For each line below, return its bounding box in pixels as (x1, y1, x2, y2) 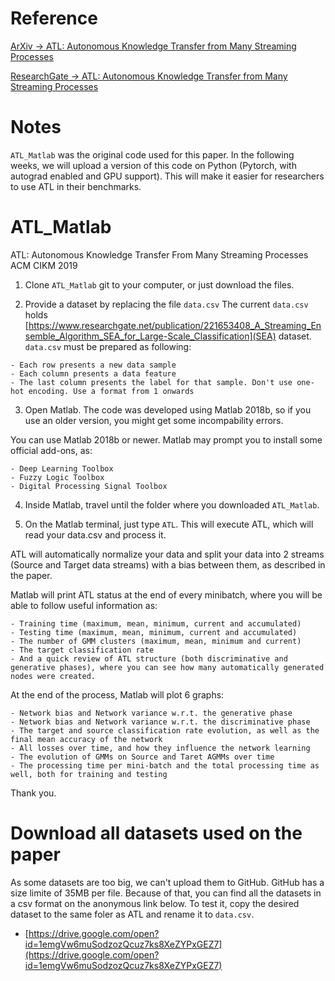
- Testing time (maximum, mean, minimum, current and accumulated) (10, 627, 298, 637)
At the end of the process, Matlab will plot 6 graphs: (10, 688, 225, 701)
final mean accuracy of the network (10, 734, 163, 744)
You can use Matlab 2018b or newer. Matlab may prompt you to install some (10, 433, 323, 446)
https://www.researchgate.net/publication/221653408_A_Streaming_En (28, 319, 322, 331)
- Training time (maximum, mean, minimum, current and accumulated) (10, 618, 302, 629)
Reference (10, 7, 98, 30)
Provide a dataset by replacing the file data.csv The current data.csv (24, 298, 309, 310)
